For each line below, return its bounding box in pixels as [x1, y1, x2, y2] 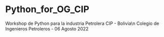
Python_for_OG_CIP [5, 4, 90, 15]
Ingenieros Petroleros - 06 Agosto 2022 [5, 25, 89, 31]
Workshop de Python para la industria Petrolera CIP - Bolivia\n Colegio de [5, 20, 159, 26]
